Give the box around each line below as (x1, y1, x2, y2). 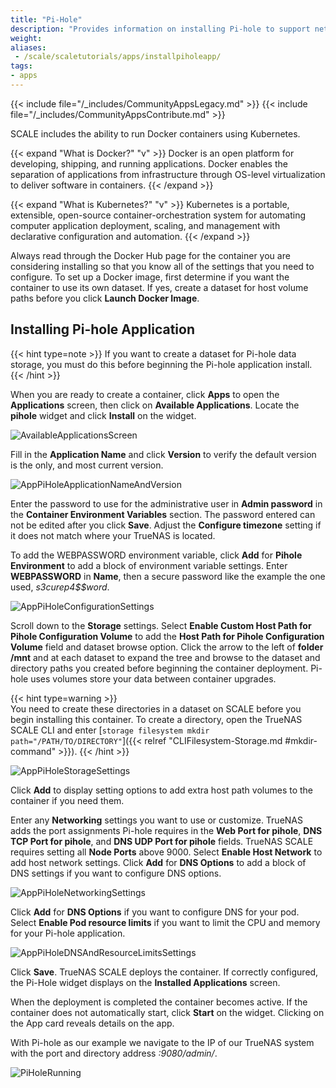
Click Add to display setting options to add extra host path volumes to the (10, 784, 314, 796)
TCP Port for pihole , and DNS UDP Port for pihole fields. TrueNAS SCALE (10, 835, 314, 847)
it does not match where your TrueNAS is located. (10, 529, 216, 541)
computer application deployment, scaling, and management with (10, 219, 281, 231)
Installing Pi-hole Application (10, 321, 195, 338)
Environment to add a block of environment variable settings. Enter (10, 559, 288, 571)
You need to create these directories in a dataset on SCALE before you (10, 702, 302, 715)
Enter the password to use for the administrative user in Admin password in (10, 497, 323, 510)
